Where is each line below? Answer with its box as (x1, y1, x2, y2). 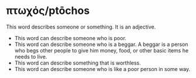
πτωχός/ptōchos (6, 4, 90, 17)
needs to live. (14, 53, 47, 60)
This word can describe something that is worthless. (14, 59, 142, 66)
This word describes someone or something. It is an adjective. (6, 23, 156, 30)
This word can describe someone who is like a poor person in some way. (14, 65, 191, 72)
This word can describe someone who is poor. (14, 34, 127, 41)
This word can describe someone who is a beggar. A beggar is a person (14, 41, 188, 48)
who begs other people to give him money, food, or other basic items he (14, 47, 189, 54)
